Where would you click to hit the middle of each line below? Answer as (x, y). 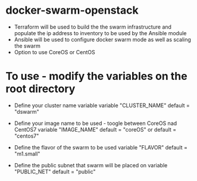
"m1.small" (27, 154)
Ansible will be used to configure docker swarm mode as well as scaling (103, 39)
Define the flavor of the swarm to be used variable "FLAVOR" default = (101, 147)
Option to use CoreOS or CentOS (55, 52)
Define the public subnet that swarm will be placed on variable (91, 165)
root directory (40, 89)
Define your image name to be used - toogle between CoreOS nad (96, 123)
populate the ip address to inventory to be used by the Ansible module (100, 33)
